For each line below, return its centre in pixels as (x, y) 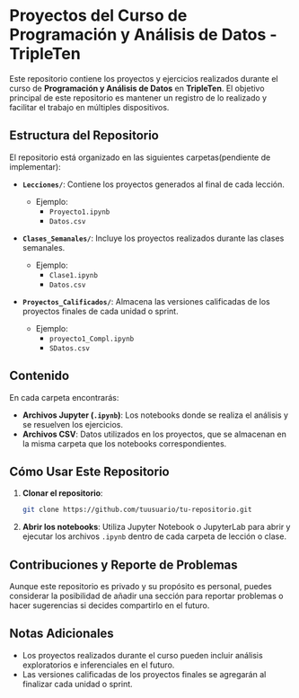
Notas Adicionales (62, 634)
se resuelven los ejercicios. (73, 424)
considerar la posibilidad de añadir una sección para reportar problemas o (146, 596)
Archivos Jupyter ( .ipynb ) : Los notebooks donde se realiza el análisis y (155, 415)
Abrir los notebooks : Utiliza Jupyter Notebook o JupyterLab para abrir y (156, 527)
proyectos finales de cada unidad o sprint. (100, 311)
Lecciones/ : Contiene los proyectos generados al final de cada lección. (154, 184)
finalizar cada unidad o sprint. (77, 684)
